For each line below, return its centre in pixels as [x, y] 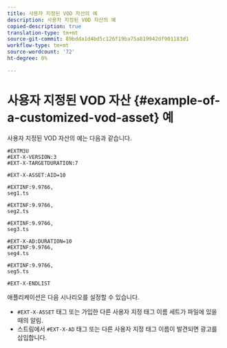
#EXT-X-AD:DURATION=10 [40, 241]
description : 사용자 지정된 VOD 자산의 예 [62, 20]
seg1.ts [18, 193]
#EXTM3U [18, 151]
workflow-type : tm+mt [38, 45]
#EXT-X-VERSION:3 [32, 157]
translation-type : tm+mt [43, 33]
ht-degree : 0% [28, 58]
